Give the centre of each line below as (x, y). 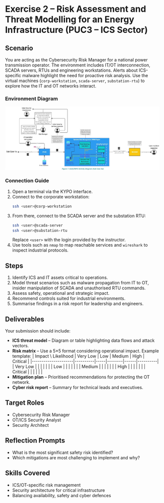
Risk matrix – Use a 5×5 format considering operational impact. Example (85, 351)
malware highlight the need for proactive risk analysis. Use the (85, 75)
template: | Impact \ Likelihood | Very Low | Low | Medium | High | (78, 356)
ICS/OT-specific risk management (46, 485)
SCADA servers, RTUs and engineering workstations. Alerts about (71, 70)
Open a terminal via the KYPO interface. (52, 191)
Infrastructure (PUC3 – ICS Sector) (77, 30)
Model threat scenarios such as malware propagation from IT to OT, (81, 283)
